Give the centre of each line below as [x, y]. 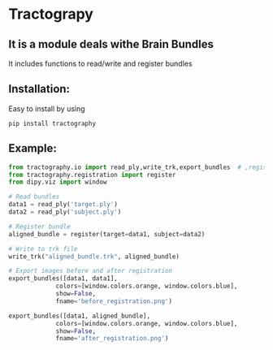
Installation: [39, 89]
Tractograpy [51, 14]
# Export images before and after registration [91, 271]
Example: [32, 148]
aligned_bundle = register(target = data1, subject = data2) [107, 234]
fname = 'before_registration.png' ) [114, 301]
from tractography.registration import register [92, 175]
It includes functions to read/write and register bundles [100, 63]
